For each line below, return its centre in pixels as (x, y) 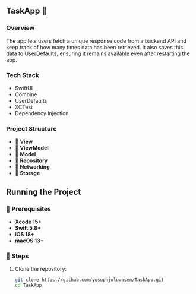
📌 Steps (18, 256)
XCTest (24, 107)
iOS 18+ (24, 234)
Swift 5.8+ (28, 228)
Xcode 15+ (28, 222)
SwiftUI (24, 88)
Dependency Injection (42, 113)
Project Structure (31, 128)
